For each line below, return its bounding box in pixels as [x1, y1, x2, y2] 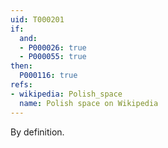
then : [10, 61, 33, 71]
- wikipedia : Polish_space [10, 89, 123, 99]
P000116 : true [19, 71, 78, 81]
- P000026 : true [19, 42, 87, 53]
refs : [10, 80, 33, 90]
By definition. [10, 126, 65, 138]
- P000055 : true [19, 52, 87, 62]
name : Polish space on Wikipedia [19, 98, 159, 108]
